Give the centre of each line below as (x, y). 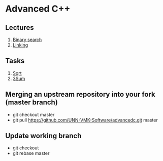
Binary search (27, 39)
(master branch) (32, 103)
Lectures (20, 28)
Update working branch (43, 136)
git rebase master (31, 153)
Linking (20, 45)
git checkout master (34, 114)
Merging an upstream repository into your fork (80, 94)
